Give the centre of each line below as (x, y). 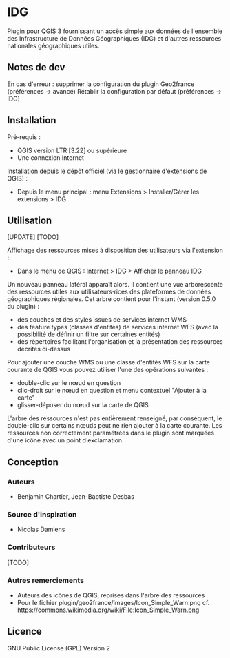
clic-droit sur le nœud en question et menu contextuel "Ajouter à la (112, 391)
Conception (33, 462)
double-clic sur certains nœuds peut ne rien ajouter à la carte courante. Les (115, 426)
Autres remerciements (46, 580)
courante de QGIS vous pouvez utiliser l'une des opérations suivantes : (108, 370)
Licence (25, 631)
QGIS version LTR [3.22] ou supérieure (72, 150)
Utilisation (30, 220)
